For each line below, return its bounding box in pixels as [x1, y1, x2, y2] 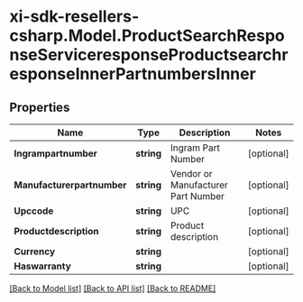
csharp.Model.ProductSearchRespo [9, 25, 286, 46]
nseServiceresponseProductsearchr [9, 45, 289, 65]
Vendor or [170, 168, 214, 179]
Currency [14, 245, 56, 258]
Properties [9, 99, 70, 114]
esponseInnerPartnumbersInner [9, 64, 257, 85]
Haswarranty [14, 260, 72, 272]
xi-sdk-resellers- [9, 6, 140, 27]
